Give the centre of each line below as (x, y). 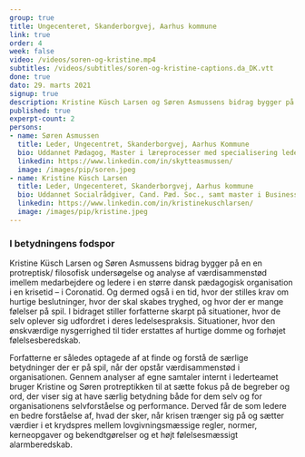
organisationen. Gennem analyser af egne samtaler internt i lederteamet (144, 377)
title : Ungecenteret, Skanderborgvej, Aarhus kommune (113, 26)
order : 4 (26, 43)
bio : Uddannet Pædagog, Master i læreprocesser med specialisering (148, 152)
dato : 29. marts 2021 (50, 85)
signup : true (34, 93)
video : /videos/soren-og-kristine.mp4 (83, 60)
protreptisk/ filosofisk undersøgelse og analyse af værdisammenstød (138, 273)
